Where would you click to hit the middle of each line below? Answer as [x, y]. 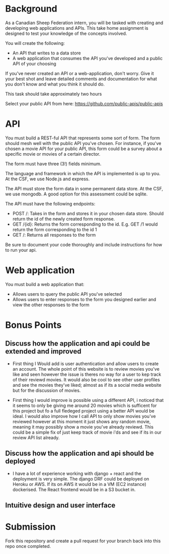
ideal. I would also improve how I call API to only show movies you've [84, 416]
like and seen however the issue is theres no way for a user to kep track [87, 374]
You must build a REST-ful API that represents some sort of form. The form [82, 138]
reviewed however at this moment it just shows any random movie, [81, 422]
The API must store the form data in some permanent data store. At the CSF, [84, 188]
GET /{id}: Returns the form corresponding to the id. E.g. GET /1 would [85, 224]
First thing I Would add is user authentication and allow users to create [86, 364]
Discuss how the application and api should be [80, 454]
